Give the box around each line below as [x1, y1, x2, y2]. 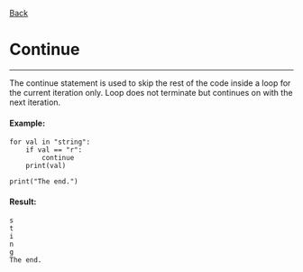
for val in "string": [9, 137, 91, 147]
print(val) [25, 162, 67, 171]
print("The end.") [9, 177, 78, 186]
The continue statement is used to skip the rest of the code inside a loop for [9, 77, 291, 89]
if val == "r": [25, 145, 83, 155]
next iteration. [9, 97, 61, 108]
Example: [9, 117, 46, 128]
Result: [9, 196, 37, 207]
